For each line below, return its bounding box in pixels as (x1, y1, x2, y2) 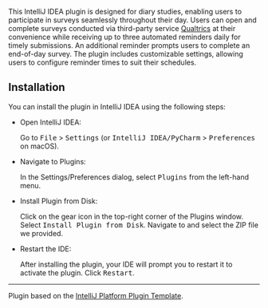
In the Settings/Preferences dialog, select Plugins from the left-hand (19, 172, 250, 182)
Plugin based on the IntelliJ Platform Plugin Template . (8, 290, 183, 300)
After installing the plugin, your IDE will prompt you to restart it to (19, 259, 233, 269)
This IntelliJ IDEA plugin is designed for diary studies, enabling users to (8, 7, 242, 16)
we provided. (19, 228, 64, 238)
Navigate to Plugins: (19, 156, 86, 166)
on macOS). (19, 141, 60, 151)
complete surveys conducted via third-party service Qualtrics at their (8, 24, 236, 33)
